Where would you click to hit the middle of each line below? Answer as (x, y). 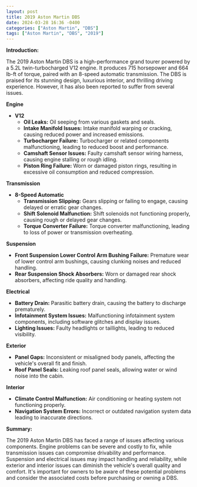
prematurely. (30, 309)
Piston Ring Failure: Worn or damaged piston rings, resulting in (100, 166)
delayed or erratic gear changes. (63, 207)
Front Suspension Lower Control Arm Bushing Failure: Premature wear (102, 255)
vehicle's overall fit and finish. (51, 363)
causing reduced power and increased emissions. (84, 135)
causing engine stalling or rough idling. (70, 160)
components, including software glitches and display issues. (88, 322)
